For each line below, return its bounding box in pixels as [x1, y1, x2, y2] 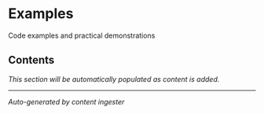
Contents [8, 53, 55, 67]
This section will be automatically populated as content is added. [8, 74, 220, 83]
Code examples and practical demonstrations [8, 31, 156, 40]
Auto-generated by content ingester [8, 97, 125, 106]
